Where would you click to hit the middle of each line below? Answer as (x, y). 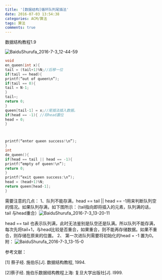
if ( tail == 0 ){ (20, 83)
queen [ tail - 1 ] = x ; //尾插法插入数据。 (41, 110)
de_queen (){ (17, 155)
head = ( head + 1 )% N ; (25, 182)
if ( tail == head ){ (24, 74)
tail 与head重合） (22, 213)
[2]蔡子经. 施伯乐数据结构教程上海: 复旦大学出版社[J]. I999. (64, 272)
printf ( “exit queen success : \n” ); (40, 177)
